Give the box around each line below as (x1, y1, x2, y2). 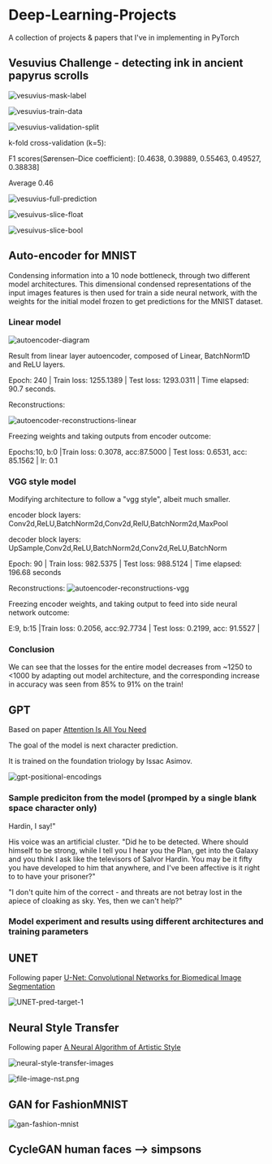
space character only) (8, 803, 97, 814)
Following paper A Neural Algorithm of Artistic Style (8, 1043, 181, 1053)
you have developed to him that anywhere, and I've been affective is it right (8, 862, 261, 872)
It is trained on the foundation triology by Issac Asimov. (8, 756, 193, 766)
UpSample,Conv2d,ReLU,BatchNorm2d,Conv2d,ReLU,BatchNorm (8, 543, 227, 553)
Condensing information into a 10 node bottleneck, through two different (8, 270, 250, 280)
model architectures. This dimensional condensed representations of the (8, 279, 252, 289)
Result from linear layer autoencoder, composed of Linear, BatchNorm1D (8, 351, 250, 360)
